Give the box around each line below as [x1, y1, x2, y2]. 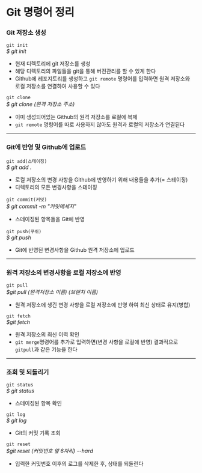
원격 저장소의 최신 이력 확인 [14, 331, 80, 338]
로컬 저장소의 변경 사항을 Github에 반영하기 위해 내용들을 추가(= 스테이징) [14, 175, 188, 183]
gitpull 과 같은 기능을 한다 [14, 346, 78, 353]
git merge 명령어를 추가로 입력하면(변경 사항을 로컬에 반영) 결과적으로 [14, 338, 179, 346]
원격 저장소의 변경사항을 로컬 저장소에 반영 [6, 268, 121, 276]
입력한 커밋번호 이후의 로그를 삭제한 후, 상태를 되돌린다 [14, 460, 144, 468]
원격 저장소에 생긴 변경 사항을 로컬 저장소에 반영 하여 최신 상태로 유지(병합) [14, 301, 191, 308]
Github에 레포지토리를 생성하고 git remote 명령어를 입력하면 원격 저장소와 [14, 75, 191, 82]
